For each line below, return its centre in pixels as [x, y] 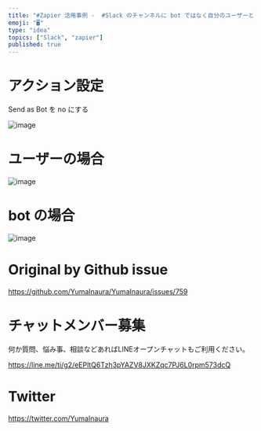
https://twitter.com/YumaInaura [59, 418]
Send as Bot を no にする [48, 109]
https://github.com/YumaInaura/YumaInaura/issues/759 [98, 291]
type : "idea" [29, 30]
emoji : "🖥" [26, 23]
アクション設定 [56, 86]
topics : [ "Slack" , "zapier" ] [56, 37]
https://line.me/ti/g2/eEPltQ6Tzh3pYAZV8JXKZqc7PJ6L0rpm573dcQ [120, 365]
